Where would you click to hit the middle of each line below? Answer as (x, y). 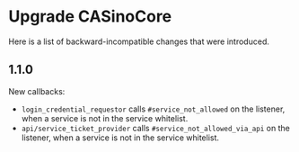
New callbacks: (37, 91)
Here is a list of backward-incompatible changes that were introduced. (139, 41)
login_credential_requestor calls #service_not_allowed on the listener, (153, 109)
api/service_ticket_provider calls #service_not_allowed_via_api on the (156, 128)
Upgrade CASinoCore (90, 17)
